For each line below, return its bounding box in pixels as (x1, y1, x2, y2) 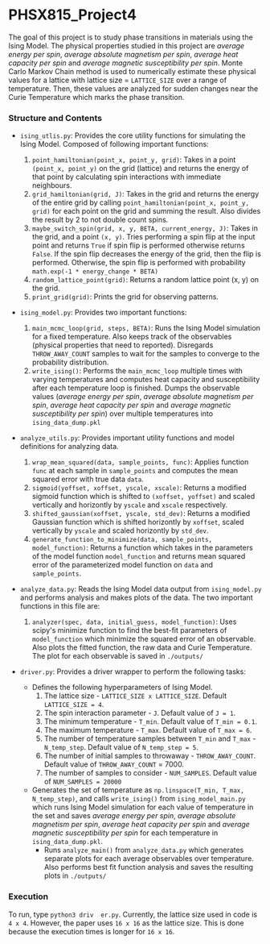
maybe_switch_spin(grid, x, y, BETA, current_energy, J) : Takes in (31, 223, 259, 233)
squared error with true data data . (31, 474, 145, 484)
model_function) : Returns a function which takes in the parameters (31, 543, 253, 553)
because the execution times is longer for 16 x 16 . (8, 926, 175, 936)
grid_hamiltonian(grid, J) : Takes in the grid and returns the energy (31, 189, 260, 199)
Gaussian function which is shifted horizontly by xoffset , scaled (31, 518, 244, 527)
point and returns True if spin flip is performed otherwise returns (31, 240, 245, 251)
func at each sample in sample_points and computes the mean (31, 466, 239, 476)
